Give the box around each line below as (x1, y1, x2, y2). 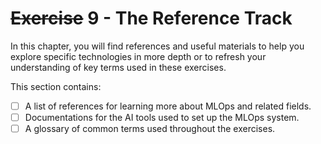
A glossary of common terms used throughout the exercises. (24, 123, 276, 135)
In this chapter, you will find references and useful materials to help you (10, 40, 305, 52)
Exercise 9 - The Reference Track (10, 7, 293, 30)
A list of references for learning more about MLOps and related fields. (24, 100, 312, 112)
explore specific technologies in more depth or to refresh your (10, 50, 267, 62)
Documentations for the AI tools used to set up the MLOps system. (24, 112, 300, 123)
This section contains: (10, 80, 102, 92)
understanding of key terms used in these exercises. (10, 61, 227, 73)
